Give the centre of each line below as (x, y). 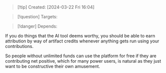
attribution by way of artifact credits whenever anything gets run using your (82, 41)
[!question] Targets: (37, 17)
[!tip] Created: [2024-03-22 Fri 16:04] (56, 7)
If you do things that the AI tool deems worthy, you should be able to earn (80, 36)
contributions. (19, 46)
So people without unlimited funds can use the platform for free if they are (81, 56)
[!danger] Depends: (37, 26)
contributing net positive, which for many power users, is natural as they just (83, 61)
